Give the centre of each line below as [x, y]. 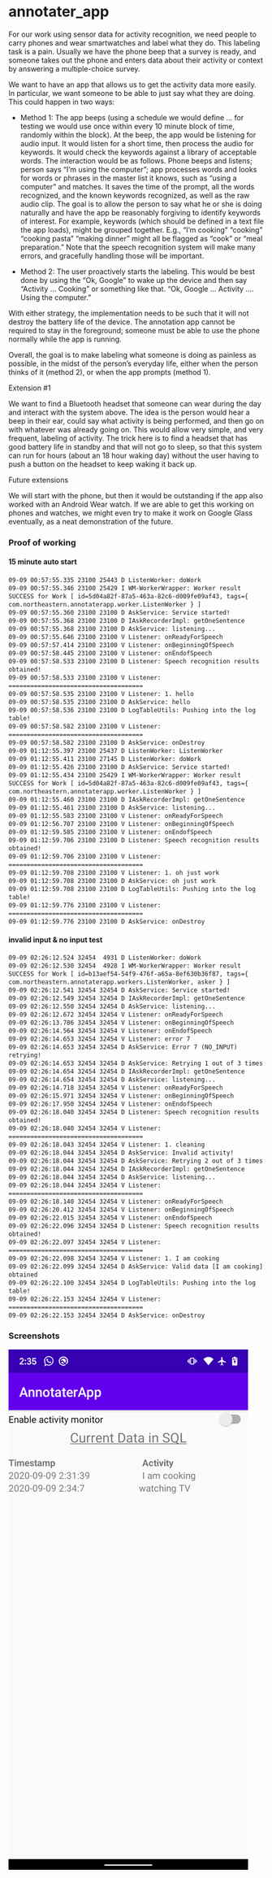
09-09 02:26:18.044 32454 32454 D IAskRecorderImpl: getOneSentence [127, 1169]
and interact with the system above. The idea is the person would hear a [129, 412]
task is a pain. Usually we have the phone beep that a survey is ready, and [132, 51]
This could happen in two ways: [62, 102]
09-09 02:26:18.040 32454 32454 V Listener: [85, 1128]
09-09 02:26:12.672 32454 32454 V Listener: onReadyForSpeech [116, 1015]
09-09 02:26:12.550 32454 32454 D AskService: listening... [112, 1006]
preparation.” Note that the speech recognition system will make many [138, 247]
